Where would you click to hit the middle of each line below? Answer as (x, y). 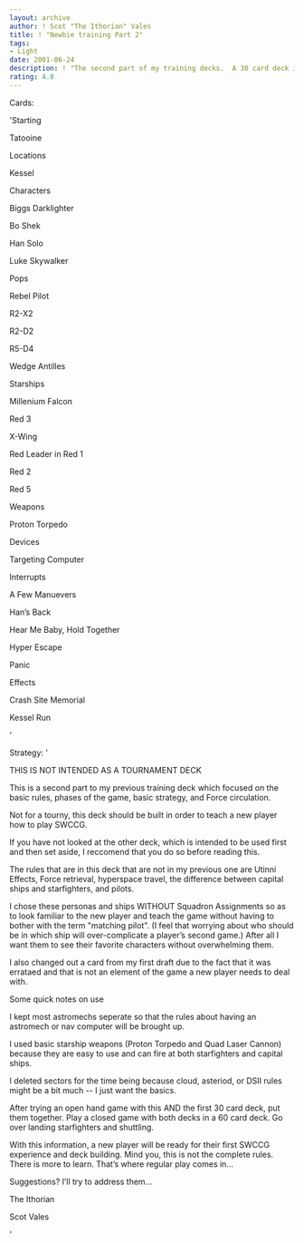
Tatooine (26, 138)
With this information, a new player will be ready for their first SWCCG (139, 1144)
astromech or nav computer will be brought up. (97, 1026)
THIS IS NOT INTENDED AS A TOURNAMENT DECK (105, 770)
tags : (19, 43)
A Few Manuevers (43, 594)
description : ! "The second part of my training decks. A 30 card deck (149, 69)
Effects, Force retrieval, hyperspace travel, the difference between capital (147, 879)
